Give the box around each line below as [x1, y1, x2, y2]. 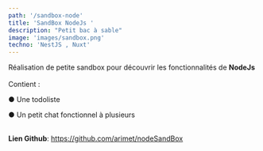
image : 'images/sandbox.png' [8, 33, 105, 42]
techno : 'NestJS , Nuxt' [8, 41, 91, 49]
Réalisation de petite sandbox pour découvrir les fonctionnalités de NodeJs [8, 62, 256, 72]
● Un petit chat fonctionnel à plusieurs [8, 110, 135, 119]
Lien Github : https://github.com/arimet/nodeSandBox [8, 134, 184, 143]
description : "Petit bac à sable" [8, 26, 123, 34]
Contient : [8, 80, 41, 89]
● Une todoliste [8, 95, 61, 104]
